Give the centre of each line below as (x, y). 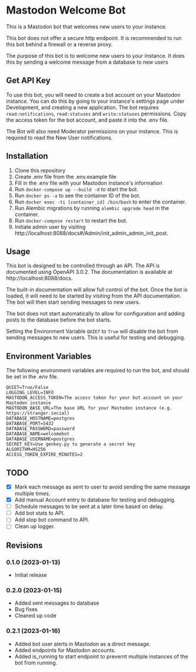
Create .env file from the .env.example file (65, 176)
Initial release (31, 575)
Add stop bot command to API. (52, 520)
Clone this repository (40, 170)
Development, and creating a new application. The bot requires (82, 107)
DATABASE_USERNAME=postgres (41, 439)
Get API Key (29, 81)
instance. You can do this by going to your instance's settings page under (95, 101)
